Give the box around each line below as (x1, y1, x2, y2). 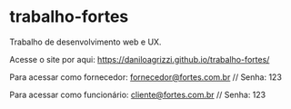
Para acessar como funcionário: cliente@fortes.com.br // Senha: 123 (9, 89, 266, 100)
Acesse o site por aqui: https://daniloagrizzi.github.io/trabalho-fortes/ (9, 54, 270, 64)
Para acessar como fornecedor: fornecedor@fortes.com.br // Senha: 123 (9, 71, 282, 83)
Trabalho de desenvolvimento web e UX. (9, 36, 162, 47)
